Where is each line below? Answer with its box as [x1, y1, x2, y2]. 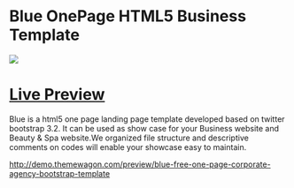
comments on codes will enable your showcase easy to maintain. [9, 141, 247, 152]
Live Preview [9, 85, 105, 105]
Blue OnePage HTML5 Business [9, 6, 246, 26]
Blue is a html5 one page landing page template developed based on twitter [9, 113, 285, 124]
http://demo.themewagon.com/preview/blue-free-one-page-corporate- [9, 159, 272, 169]
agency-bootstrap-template [9, 168, 111, 178]
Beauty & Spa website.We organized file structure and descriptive [9, 132, 250, 143]
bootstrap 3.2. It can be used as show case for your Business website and [9, 123, 280, 133]
